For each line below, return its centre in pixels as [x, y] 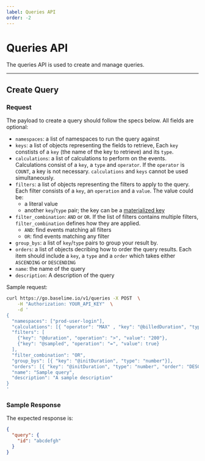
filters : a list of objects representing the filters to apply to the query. [103, 185]
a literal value [41, 204]
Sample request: [27, 287]
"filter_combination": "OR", [49, 355]
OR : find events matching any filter [67, 237]
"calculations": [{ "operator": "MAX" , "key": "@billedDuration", [99, 327]
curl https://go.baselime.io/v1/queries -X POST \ [73, 298]
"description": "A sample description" [63, 378]
